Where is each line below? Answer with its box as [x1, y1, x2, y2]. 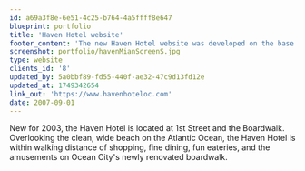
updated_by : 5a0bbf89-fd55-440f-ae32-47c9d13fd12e [9, 73, 205, 82]
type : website [9, 55, 64, 65]
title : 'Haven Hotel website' [9, 30, 124, 39]
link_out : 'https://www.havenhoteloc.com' [9, 89, 172, 98]
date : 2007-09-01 [9, 97, 75, 107]
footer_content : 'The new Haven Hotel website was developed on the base [9, 38, 295, 48]
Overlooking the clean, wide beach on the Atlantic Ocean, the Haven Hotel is [9, 133, 296, 144]
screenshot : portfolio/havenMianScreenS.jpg [9, 47, 181, 56]
